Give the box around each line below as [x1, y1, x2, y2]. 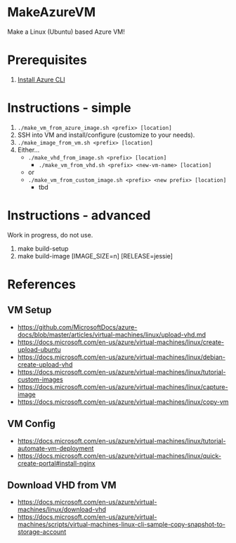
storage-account [17, 528, 67, 536]
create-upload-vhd [17, 360, 73, 369]
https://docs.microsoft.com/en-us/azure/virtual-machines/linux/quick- [17, 451, 221, 460]
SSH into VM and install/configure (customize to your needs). [17, 131, 195, 139]
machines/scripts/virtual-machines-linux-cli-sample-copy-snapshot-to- [17, 521, 226, 529]
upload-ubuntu [17, 345, 61, 353]
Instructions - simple [7, 100, 131, 116]
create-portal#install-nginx [17, 459, 96, 467]
